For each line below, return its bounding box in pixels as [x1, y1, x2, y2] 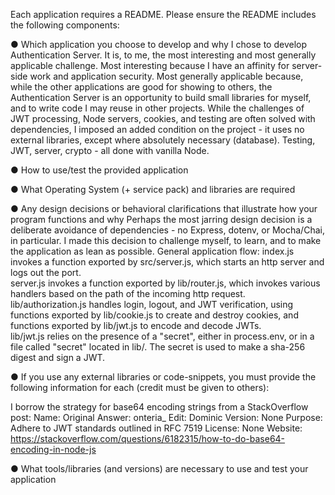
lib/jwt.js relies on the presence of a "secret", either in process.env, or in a [10, 330, 315, 342]
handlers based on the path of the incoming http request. [10, 288, 246, 299]
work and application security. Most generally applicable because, [29, 70, 304, 82]
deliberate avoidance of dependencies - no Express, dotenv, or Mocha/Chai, [10, 224, 325, 236]
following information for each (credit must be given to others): [10, 382, 270, 393]
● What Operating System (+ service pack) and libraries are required [10, 184, 296, 195]
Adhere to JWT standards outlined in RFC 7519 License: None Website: [10, 422, 303, 434]
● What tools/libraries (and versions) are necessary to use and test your [10, 463, 309, 474]
